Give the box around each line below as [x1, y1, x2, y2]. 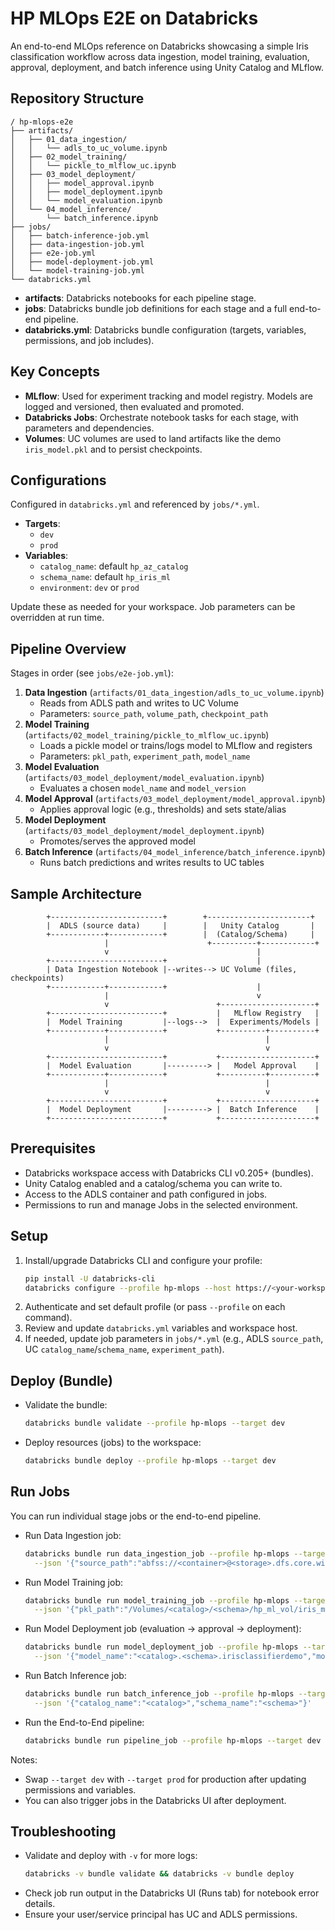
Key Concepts [10, 363, 100, 381]
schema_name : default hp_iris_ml [39, 571, 171, 583]
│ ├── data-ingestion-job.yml [10, 239, 145, 249]
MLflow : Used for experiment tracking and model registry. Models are [24, 390, 313, 402]
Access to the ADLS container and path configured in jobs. [24, 1188, 268, 1200]
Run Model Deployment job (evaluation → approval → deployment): [24, 1623, 302, 1635]
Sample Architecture [10, 885, 143, 902]
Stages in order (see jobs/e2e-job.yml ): [10, 667, 174, 679]
